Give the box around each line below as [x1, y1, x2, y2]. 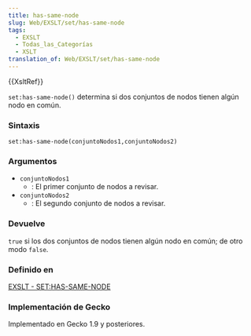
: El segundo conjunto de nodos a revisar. [31, 199, 166, 208]
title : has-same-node [8, 11, 79, 20]
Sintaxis [8, 119, 40, 130]
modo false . [8, 244, 49, 254]
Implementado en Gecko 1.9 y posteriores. [8, 320, 146, 329]
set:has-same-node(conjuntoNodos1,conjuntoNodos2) [8, 138, 178, 146]
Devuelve [8, 218, 46, 229]
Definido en [8, 264, 54, 275]
